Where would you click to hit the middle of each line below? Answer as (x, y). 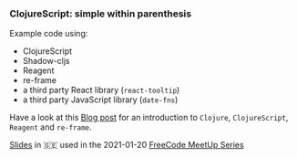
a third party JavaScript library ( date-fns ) (100, 100)
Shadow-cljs (46, 61)
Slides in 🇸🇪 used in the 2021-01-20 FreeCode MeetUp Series (127, 145)
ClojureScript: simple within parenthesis (101, 14)
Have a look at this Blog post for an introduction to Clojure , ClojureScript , (149, 118)
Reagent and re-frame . (51, 127)
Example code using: (49, 34)
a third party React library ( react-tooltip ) (101, 90)
